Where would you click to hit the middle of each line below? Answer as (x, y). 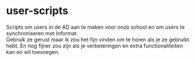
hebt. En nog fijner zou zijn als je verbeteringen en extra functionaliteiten (95, 46)
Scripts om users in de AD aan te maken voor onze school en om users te (95, 27)
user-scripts (37, 11)
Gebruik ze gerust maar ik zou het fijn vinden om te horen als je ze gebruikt (97, 39)
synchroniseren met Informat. (42, 33)
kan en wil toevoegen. (33, 52)
